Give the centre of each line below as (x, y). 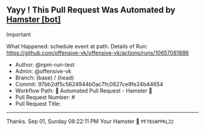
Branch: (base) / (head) (45, 77)
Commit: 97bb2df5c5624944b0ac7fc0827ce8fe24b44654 (89, 84)
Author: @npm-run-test (45, 64)
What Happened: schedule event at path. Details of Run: (77, 46)
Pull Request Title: (38, 103)
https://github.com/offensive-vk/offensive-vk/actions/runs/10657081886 (98, 53)
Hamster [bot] (34, 20)
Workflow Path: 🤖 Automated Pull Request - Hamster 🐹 (84, 91)
